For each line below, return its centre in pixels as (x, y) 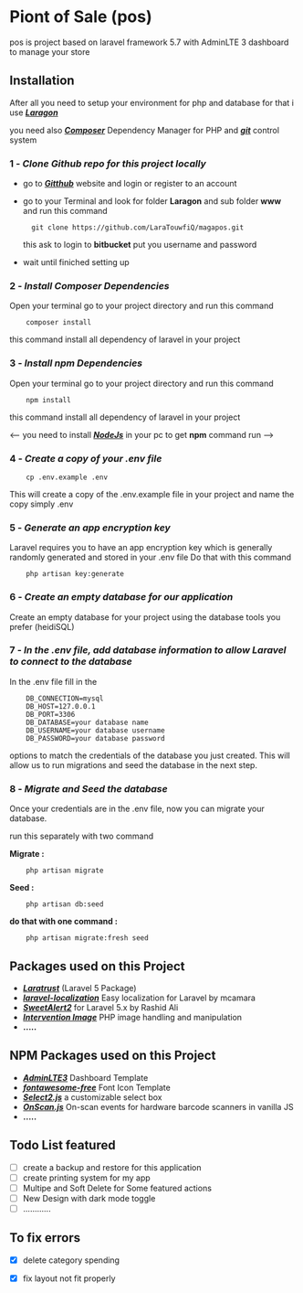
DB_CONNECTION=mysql (65, 698)
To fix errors (45, 1238)
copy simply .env (42, 504)
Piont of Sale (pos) (81, 17)
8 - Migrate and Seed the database (89, 788)
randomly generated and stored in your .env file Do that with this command (151, 557)
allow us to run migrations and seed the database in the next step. (134, 764)
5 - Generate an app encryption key (90, 528)
